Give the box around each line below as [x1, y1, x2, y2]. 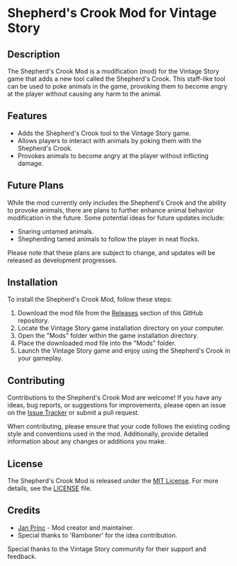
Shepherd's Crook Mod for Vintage [7, 5, 217, 21]
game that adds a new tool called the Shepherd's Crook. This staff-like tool [7, 74, 226, 83]
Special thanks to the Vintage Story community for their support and [7, 544, 207, 553]
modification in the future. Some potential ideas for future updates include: [7, 213, 225, 222]
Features [7, 110, 47, 122]
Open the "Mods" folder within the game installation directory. [17, 332, 199, 340]
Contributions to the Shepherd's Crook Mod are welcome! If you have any [7, 393, 222, 402]
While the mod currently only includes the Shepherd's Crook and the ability [7, 198, 226, 207]
